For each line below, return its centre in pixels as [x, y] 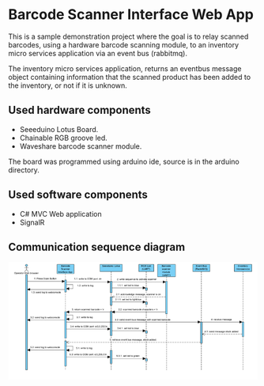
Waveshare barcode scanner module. [81, 146]
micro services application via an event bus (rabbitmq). [98, 53]
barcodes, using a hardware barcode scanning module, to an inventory [124, 44]
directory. [24, 170]
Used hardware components [80, 110]
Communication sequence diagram [97, 247]
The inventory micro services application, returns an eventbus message [125, 68]
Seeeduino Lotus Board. [59, 129]
